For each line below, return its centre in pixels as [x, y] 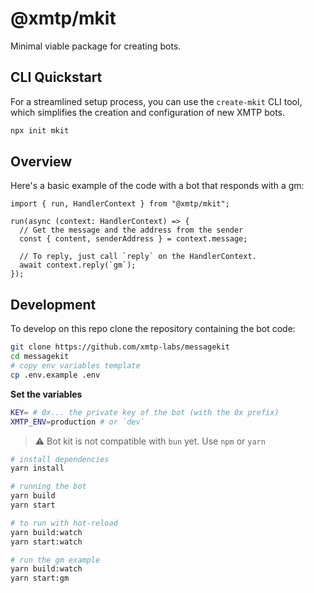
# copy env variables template [75, 366]
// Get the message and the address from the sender [131, 230]
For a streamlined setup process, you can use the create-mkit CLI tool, [156, 101]
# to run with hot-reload [64, 523]
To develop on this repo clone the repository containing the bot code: [153, 329]
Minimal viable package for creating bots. [96, 46]
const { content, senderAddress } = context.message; [133, 239]
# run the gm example [55, 560]
